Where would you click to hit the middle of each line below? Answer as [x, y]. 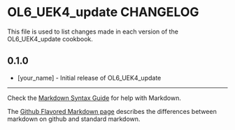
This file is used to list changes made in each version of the [93, 31]
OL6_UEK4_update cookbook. [50, 38]
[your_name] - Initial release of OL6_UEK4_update [89, 78]
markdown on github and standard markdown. [74, 119]
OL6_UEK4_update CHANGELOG [103, 12]
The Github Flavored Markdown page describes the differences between [112, 111]
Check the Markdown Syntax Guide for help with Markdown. [94, 98]
